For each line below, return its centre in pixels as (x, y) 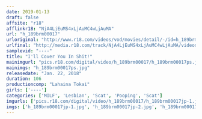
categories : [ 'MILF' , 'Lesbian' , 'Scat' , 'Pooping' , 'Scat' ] (84, 96)
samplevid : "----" (29, 51)
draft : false (23, 17)
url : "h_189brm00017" (33, 34)
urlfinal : (19, 46)
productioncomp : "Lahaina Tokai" (48, 85)
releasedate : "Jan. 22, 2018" (44, 73)
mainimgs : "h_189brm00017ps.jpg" (48, 68)
